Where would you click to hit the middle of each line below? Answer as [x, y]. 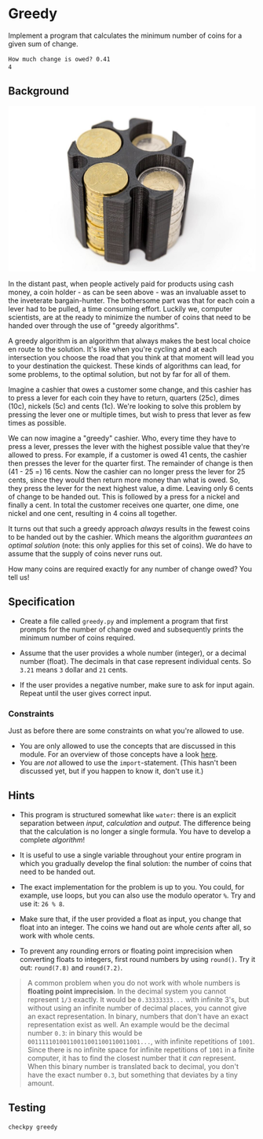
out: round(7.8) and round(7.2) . [71, 968]
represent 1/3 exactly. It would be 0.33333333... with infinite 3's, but [138, 999]
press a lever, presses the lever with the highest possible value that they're [129, 446]
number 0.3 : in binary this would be [85, 1033]
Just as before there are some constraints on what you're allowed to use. [126, 731]
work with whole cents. [57, 935]
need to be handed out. [57, 872]
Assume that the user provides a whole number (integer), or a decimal [133, 653]
